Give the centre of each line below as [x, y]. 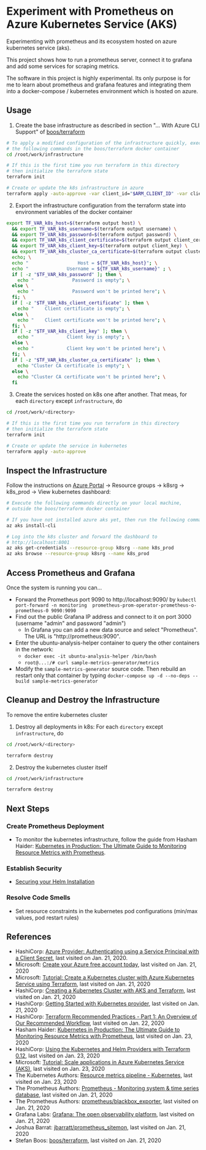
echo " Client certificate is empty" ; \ [74, 309]
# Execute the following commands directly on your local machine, [94, 503]
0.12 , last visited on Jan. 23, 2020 [57, 1056]
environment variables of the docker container [74, 212]
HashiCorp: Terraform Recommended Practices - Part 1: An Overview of [106, 1017]
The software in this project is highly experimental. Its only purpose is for [99, 78]
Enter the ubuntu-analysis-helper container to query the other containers [107, 643]
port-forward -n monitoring [51, 605]
